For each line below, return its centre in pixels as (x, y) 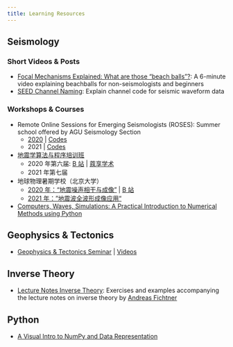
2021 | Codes (46, 146)
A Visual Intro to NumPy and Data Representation (87, 337)
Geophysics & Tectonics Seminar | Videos (77, 252)
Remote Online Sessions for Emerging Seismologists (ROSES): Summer (119, 124)
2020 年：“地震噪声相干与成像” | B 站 (81, 189)
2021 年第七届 (48, 172)
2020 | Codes (47, 139)
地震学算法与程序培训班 (51, 155)
